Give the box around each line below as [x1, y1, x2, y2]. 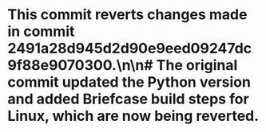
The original [156, 56, 238, 75]
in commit [7, 22, 75, 41]
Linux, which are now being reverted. [7, 107, 260, 125]
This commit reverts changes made [7, 6, 248, 24]
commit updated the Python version [7, 73, 251, 91]
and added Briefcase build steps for [7, 90, 249, 108]
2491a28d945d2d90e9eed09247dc [7, 40, 252, 57]
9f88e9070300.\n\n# [7, 56, 153, 75]
